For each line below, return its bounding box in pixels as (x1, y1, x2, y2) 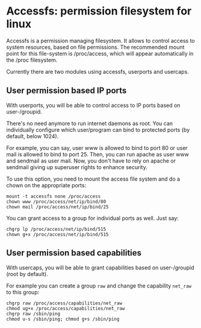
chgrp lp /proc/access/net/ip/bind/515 (6, 226, 107, 232)
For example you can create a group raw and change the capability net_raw (6, 282, 191, 289)
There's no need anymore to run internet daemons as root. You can (6, 120, 173, 127)
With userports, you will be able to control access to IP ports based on (6, 101, 181, 109)
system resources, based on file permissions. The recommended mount (6, 43, 185, 51)
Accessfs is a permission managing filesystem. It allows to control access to (6, 37, 196, 44)
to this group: (6, 288, 40, 295)
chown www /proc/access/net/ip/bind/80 (6, 198, 107, 205)
